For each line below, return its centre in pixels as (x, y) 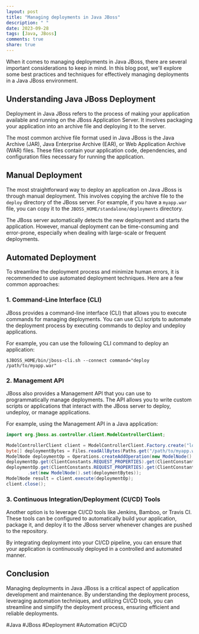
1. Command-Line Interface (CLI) (54, 300)
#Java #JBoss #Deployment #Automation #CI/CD (67, 625)
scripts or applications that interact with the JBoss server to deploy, (89, 406)
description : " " (28, 23)
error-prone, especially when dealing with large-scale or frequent (86, 233)
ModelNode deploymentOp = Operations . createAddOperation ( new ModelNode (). (100, 457)
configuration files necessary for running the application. (76, 156)
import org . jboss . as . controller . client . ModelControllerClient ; (86, 435)
